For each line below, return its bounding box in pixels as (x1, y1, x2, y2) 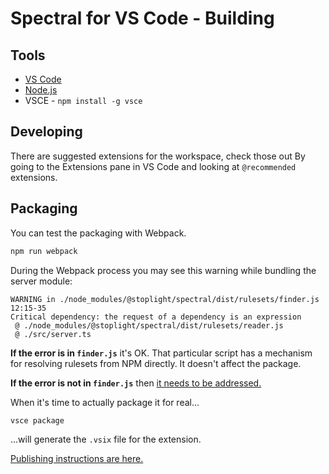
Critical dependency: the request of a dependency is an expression (10, 312, 302, 322)
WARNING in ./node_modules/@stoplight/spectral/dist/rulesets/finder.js (10, 294, 320, 304)
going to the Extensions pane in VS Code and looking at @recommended (10, 160, 297, 172)
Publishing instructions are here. (10, 453, 144, 465)
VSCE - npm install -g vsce (24, 95, 143, 106)
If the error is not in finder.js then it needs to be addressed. (10, 377, 262, 389)
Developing (10, 123, 83, 141)
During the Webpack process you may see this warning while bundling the (10, 264, 317, 276)
